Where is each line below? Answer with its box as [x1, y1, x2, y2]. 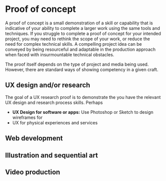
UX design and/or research [5, 81, 91, 90]
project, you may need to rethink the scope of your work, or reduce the [5, 36, 150, 42]
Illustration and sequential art [5, 151, 98, 160]
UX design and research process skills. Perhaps [5, 99, 103, 105]
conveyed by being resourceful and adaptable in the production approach [5, 46, 156, 52]
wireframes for [12, 114, 43, 120]
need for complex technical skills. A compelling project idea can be [5, 41, 142, 47]
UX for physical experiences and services [12, 119, 98, 125]
